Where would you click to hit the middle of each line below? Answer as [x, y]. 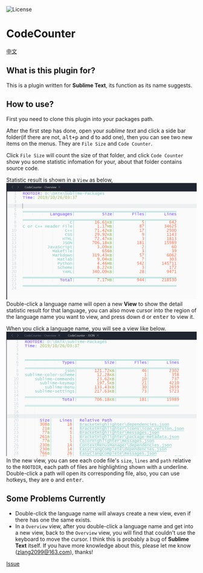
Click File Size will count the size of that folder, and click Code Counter [95, 155]
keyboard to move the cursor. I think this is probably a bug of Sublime [102, 539]
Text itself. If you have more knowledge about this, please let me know [103, 545]
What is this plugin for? [51, 70]
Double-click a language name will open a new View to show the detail [95, 304]
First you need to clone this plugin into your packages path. [80, 119]
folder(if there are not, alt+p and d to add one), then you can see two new [99, 137]
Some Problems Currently [56, 499]
